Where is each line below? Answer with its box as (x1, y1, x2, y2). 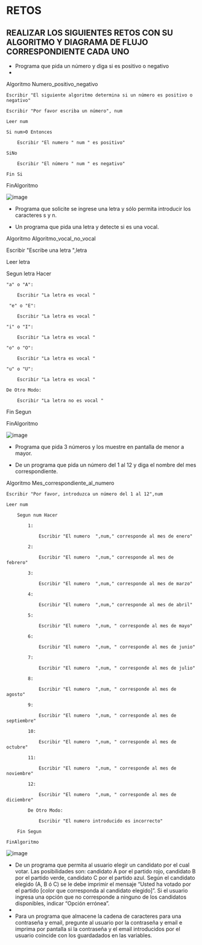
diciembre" (6, 797, 34, 803)
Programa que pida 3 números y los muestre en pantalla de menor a (14, 444, 185, 450)
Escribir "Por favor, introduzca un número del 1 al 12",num (6, 491, 163, 497)
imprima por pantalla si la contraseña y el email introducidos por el (14, 926, 181, 932)
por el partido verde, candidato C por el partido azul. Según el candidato (14, 874, 195, 881)
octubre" (6, 744, 28, 750)
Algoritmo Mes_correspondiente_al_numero (6, 480, 115, 486)
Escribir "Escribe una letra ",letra (6, 246, 87, 254)
